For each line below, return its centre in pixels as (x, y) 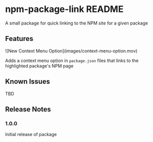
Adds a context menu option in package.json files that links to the (72, 60)
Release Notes (28, 109)
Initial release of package (31, 134)
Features (19, 39)
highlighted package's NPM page (39, 65)
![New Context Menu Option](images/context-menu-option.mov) (72, 50)
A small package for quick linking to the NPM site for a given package (76, 23)
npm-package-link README (64, 9)
